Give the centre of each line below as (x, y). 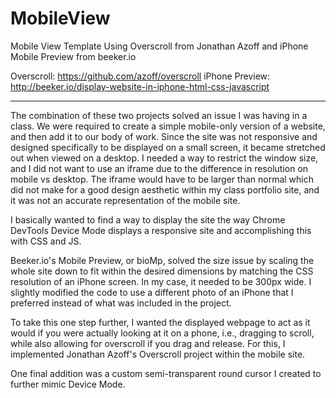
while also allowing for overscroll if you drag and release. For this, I (148, 343)
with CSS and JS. (46, 241)
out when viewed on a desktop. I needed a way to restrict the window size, (164, 158)
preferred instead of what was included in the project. (121, 303)
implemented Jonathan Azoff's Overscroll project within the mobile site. (158, 354)
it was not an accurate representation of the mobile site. (125, 200)
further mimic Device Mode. (68, 384)
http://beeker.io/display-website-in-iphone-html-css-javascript (140, 86)
